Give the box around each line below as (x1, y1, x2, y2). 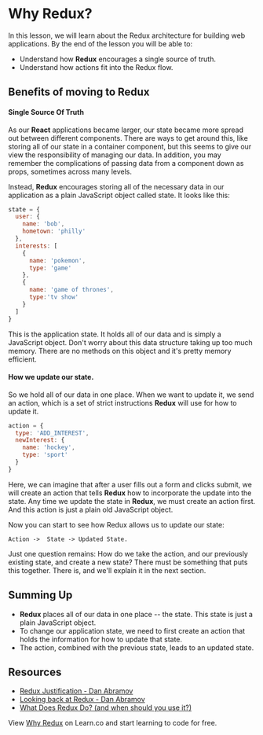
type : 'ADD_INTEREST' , (15, 429, 89, 437)
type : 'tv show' (28, 293, 79, 301)
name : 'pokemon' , (28, 256, 86, 264)
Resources (8, 666, 62, 679)
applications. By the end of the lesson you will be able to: (8, 39, 193, 48)
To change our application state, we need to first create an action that (19, 626, 246, 635)
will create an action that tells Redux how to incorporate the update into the (8, 488, 252, 498)
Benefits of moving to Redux (8, 86, 150, 99)
